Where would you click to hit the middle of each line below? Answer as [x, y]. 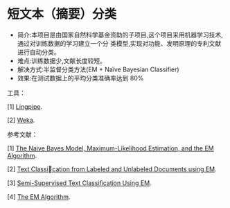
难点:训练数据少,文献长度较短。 [61, 60]
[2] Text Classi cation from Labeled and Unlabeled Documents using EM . [112, 169]
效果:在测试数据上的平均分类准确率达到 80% [80, 78]
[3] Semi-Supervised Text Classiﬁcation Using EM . [79, 183]
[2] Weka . [21, 120]
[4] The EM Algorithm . [39, 197]
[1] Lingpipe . [25, 106]
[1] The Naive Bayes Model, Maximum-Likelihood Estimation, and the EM [110, 148]
